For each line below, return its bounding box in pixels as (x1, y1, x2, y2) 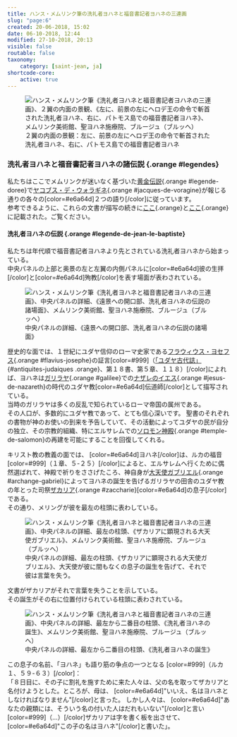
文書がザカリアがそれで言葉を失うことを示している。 (7, 586, 162, 595)
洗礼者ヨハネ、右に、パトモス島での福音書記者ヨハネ (25, 140, 180, 149)
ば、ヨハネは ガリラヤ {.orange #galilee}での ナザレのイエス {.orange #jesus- (7, 373, 226, 382)
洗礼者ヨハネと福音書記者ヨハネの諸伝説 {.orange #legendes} (7, 159, 219, 169)
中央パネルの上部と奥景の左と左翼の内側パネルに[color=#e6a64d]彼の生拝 (7, 264, 224, 272)
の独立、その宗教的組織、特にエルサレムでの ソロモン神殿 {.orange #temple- (7, 426, 228, 434)
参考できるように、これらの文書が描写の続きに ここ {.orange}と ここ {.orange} (7, 203, 229, 212)
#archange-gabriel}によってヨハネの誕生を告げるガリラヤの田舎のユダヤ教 (7, 477, 224, 485)
